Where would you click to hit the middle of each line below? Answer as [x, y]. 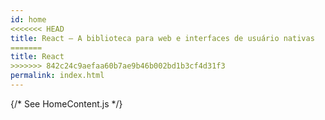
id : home [28, 19]
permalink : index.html [57, 76]
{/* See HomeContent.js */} [66, 103]
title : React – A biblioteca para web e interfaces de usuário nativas [162, 38]
